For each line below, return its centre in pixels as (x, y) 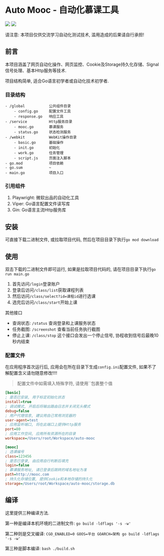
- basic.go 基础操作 (39, 143)
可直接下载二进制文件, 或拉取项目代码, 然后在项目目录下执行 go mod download (82, 240)
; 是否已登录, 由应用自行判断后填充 (37, 461)
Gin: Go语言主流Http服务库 (39, 210)
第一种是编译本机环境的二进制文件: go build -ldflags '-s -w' (68, 523)
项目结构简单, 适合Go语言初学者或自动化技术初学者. (57, 81)
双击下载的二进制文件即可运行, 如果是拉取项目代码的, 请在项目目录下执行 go (81, 269)
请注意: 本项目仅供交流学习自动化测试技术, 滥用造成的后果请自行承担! (75, 34)
